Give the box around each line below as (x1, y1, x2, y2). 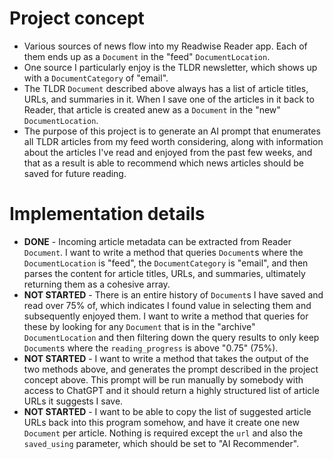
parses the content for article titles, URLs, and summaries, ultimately (23, 267, 306, 279)
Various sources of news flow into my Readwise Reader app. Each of (23, 40, 308, 52)
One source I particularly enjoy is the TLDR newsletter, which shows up (23, 61, 318, 73)
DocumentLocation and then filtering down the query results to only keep (23, 331, 320, 343)
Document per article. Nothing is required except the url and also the (23, 427, 304, 439)
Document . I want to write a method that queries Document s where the (23, 246, 304, 258)
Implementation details (9, 203, 206, 226)
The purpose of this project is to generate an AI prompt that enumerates (23, 125, 321, 137)
